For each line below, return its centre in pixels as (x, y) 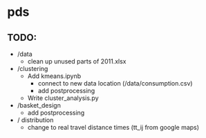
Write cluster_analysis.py (63, 98)
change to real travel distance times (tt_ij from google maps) (113, 127)
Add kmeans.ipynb (54, 76)
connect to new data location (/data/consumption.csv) (115, 83)
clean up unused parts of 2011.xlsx (77, 61)
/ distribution (35, 120)
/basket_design (39, 105)
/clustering (32, 69)
